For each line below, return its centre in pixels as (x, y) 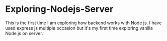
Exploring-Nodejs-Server (59, 9)
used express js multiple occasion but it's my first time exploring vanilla (79, 28)
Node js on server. (24, 33)
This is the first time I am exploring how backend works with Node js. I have (83, 23)
